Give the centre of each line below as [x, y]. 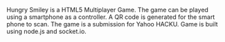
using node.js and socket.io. [47, 31]
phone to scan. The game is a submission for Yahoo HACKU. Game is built [112, 24]
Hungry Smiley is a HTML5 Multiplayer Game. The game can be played [108, 10]
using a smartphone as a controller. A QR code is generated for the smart [111, 17]
